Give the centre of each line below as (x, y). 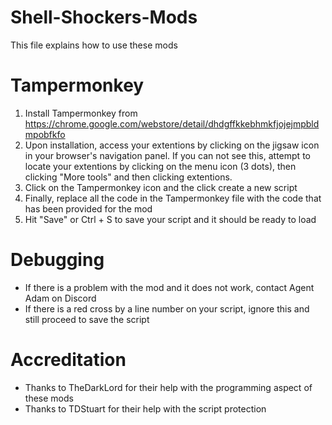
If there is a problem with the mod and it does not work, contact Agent (169, 287)
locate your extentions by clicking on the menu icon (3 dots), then (160, 166)
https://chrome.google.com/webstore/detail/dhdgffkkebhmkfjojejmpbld (172, 123)
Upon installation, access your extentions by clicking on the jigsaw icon (172, 145)
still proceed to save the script (87, 319)
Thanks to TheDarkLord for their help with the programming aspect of (168, 387)
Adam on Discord (60, 298)
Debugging (57, 260)
